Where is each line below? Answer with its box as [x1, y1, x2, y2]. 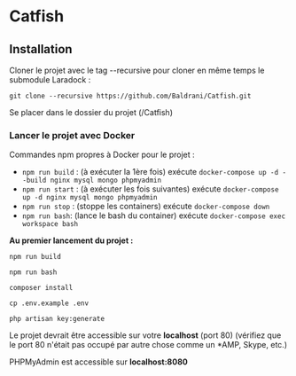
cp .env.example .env [9, 299, 90, 308]
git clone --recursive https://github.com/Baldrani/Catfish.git [9, 91, 252, 100]
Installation [9, 42, 73, 57]
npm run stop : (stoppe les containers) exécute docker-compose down [21, 201, 270, 212]
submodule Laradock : [9, 74, 91, 85]
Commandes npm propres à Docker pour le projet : [9, 149, 195, 161]
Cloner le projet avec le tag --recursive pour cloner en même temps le [9, 65, 265, 75]
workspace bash [21, 220, 79, 229]
